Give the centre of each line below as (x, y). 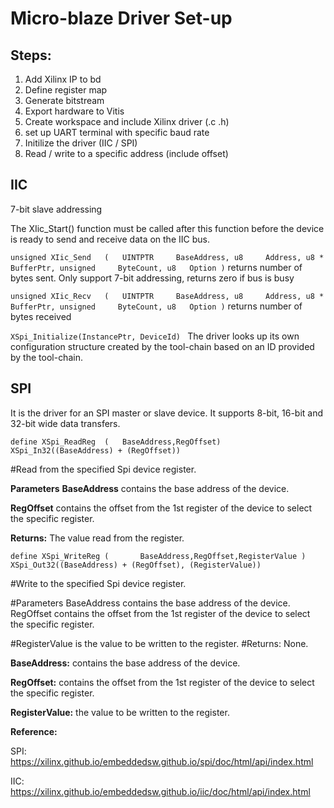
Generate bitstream (64, 100)
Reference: (34, 731)
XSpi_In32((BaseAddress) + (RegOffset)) (96, 450)
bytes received (41, 316)
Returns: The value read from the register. (97, 538)
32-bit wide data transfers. (65, 423)
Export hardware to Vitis (74, 111)
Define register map (66, 90)
